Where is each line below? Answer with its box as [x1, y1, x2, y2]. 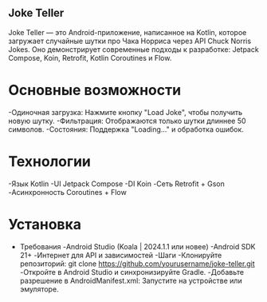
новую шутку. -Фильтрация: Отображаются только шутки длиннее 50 [8, 116, 246, 125]
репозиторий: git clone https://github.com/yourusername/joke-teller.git [19, 259, 255, 268]
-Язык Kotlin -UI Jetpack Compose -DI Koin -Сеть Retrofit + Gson [8, 179, 226, 189]
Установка [8, 215, 82, 233]
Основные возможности [8, 81, 182, 99]
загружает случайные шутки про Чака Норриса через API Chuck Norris [8, 36, 252, 46]
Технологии [8, 152, 92, 170]
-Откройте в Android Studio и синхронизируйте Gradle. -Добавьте [19, 267, 245, 276]
